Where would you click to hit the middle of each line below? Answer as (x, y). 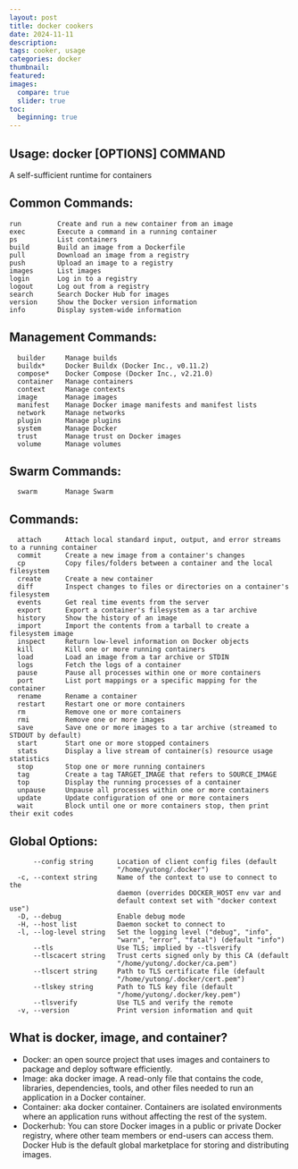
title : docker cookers (51, 26)
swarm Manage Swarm (66, 492)
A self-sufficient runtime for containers (81, 174)
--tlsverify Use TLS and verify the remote (133, 1003)
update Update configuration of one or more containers (133, 798)
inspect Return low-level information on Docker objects (133, 642)
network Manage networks (71, 412)
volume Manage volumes (70, 444)
